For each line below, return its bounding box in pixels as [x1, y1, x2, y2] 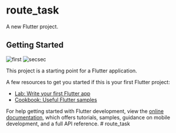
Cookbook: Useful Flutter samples [14, 96, 97, 103]
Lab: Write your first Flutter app [14, 89, 91, 97]
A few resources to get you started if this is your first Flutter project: [6, 78, 170, 85]
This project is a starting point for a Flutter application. [6, 67, 137, 74]
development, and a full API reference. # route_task [6, 120, 130, 127]
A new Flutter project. [6, 23, 59, 30]
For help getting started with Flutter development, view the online [6, 107, 164, 115]
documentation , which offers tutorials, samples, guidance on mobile [6, 114, 170, 121]
